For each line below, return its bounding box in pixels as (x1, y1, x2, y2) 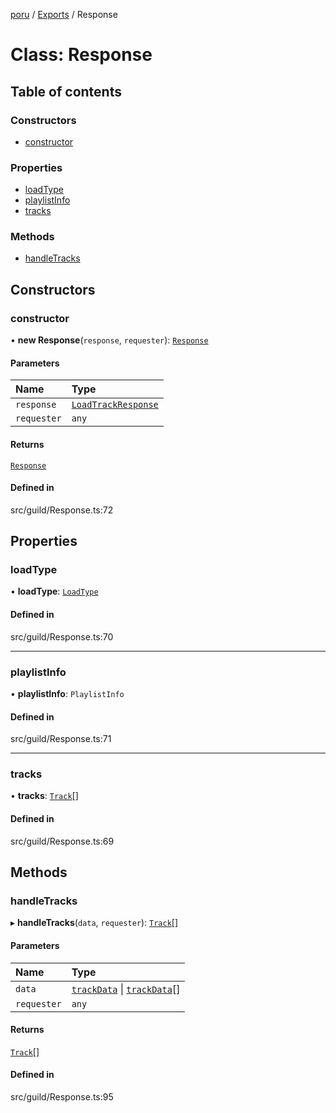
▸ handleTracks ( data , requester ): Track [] (10, 917, 179, 929)
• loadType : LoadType (10, 585, 99, 598)
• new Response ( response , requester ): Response (10, 334, 209, 346)
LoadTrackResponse (71, 399, 159, 411)
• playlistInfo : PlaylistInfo (10, 687, 125, 699)
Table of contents (10, 83, 122, 100)
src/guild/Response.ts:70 (10, 630, 114, 643)
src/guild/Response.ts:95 (10, 1090, 114, 1103)
